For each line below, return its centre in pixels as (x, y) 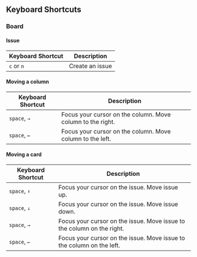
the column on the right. (91, 228)
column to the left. (86, 139)
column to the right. (88, 122)
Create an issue (91, 66)
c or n (17, 66)
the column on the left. (89, 245)
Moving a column (28, 82)
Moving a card (24, 155)
